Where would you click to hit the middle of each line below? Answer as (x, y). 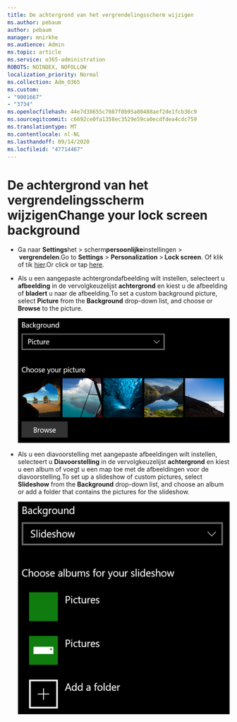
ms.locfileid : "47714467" (45, 149)
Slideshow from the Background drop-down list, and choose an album (121, 484)
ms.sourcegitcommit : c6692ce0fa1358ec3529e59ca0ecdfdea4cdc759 (102, 120)
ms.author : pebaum (34, 22)
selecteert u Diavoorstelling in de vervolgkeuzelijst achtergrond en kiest (123, 461)
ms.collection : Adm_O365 (44, 82)
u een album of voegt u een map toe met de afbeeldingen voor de (113, 469)
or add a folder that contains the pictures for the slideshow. (103, 491)
